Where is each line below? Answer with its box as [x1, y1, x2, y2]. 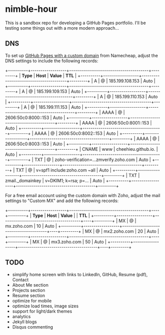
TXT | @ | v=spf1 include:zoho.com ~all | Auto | [15, 167, 112, 173]
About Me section [12, 282, 49, 288]
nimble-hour [5, 3, 58, 15]
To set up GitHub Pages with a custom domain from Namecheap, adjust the [5, 52, 159, 58]
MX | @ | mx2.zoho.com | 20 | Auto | [85, 228, 159, 234]
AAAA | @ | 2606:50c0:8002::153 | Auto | [34, 130, 119, 136]
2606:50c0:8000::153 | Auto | [5, 115, 66, 121]
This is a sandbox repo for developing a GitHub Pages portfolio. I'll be [5, 20, 146, 26]
